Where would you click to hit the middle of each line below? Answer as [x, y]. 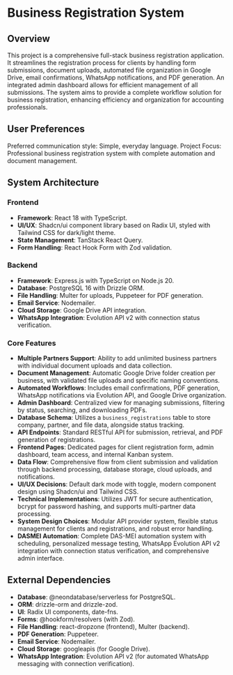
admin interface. [41, 559]
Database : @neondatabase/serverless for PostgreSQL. [96, 597]
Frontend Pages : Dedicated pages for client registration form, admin [115, 447]
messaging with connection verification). [75, 663]
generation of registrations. [56, 440]
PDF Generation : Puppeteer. [58, 634]
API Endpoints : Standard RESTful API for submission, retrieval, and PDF [120, 432]
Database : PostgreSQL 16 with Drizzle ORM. [81, 288]
